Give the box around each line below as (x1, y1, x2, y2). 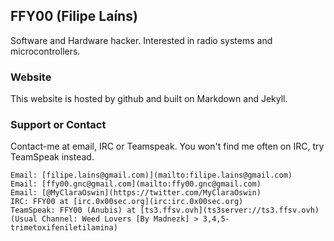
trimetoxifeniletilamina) (10, 223, 118, 233)
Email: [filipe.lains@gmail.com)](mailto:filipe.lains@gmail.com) (10, 170, 293, 181)
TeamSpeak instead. (10, 151, 95, 163)
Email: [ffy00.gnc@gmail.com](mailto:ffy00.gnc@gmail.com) (10, 179, 262, 189)
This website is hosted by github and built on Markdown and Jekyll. (10, 93, 288, 105)
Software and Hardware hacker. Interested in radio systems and (10, 34, 273, 46)
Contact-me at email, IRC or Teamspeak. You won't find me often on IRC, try (10, 140, 325, 153)
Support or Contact (10, 118, 107, 132)
